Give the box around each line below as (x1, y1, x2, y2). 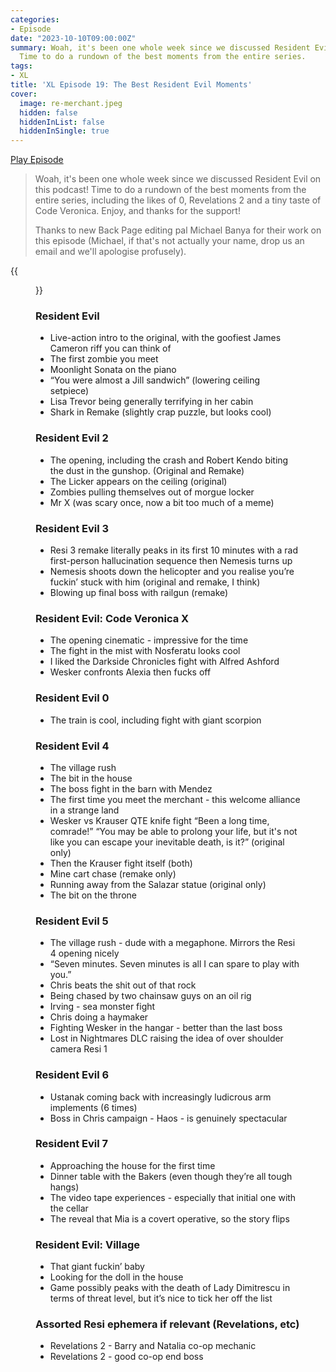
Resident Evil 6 (35, 1068, 110, 1082)
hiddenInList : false (19, 117, 105, 127)
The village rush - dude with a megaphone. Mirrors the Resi (49, 937, 296, 949)
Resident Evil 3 (35, 521, 110, 535)
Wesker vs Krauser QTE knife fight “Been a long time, (49, 814, 270, 826)
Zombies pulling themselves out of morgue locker (49, 486, 255, 498)
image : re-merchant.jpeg (19, 98, 123, 108)
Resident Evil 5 (35, 914, 109, 928)
